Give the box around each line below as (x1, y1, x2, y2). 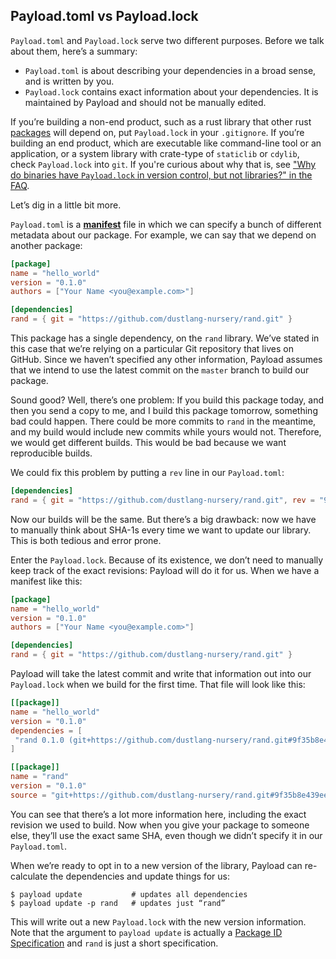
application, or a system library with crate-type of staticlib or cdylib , (10, 147, 300, 159)
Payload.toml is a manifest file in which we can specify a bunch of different (10, 218, 322, 230)
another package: (10, 239, 83, 251)
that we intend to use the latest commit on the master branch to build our (10, 364, 310, 376)
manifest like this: (10, 575, 83, 587)
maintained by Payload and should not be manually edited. (24, 96, 267, 108)
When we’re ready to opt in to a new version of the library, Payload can (10, 859, 303, 871)
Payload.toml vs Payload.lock (10, 8, 199, 25)
